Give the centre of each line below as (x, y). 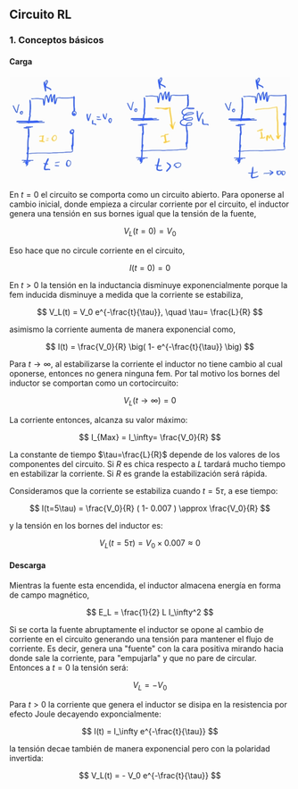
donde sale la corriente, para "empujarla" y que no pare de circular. (133, 657)
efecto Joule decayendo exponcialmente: (86, 714)
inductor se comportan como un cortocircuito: (94, 383)
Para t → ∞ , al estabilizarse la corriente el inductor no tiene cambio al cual (146, 364)
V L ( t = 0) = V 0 (150, 232)
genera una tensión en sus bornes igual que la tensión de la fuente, (133, 214)
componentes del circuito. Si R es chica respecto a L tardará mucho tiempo (147, 463)
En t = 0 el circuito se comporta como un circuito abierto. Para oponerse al (147, 195)
